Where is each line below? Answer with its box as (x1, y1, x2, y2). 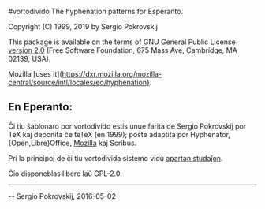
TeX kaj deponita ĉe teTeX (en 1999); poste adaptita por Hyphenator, (8, 129, 231, 139)
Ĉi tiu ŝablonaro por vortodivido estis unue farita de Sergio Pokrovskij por (8, 121, 247, 131)
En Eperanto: (8, 100, 73, 114)
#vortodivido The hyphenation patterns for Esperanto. (8, 7, 184, 16)
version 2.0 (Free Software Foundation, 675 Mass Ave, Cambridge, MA (8, 46, 238, 54)
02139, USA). (8, 54, 51, 63)
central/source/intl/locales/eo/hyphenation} (8, 78, 150, 87)
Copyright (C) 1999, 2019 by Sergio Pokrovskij (8, 22, 158, 31)
